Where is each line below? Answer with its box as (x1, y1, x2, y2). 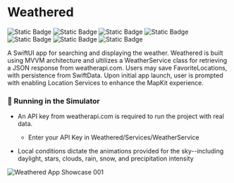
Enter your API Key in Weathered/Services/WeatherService (27, 133, 199, 141)
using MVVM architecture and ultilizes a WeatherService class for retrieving (7, 56, 228, 64)
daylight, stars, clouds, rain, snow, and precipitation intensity (17, 154, 194, 163)
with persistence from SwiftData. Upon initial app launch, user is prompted (7, 71, 223, 80)
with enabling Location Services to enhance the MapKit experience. (7, 78, 204, 87)
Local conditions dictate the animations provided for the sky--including (17, 147, 224, 156)
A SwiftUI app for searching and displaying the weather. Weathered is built (7, 49, 223, 57)
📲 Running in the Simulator (7, 96, 100, 106)
